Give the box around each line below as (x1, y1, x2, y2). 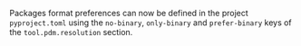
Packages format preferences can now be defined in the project (9, 8, 249, 18)
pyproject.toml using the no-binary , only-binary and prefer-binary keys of (9, 17, 292, 28)
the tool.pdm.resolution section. (9, 27, 133, 37)
